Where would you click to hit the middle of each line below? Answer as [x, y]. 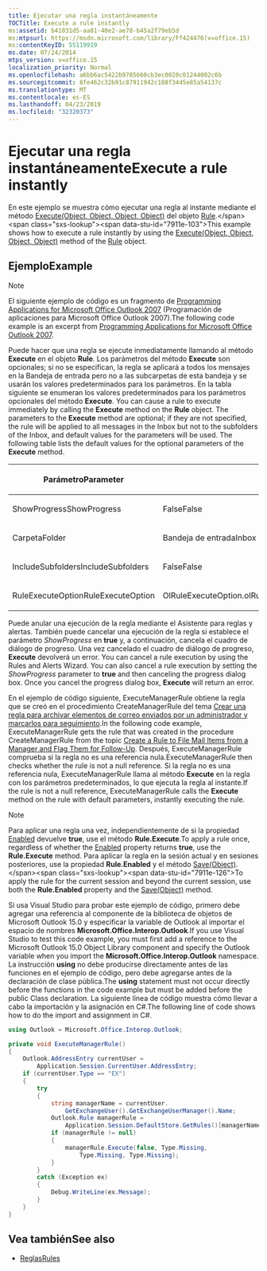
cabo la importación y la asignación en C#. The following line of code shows [132, 1006]
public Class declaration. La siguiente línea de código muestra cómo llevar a [133, 998]
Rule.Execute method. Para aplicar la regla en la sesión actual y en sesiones [133, 855]
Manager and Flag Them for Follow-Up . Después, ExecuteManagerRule [125, 748]
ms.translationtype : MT [48, 90]
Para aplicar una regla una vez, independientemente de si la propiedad [124, 830]
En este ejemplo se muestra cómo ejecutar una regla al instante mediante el [132, 207]
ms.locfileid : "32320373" [51, 112]
